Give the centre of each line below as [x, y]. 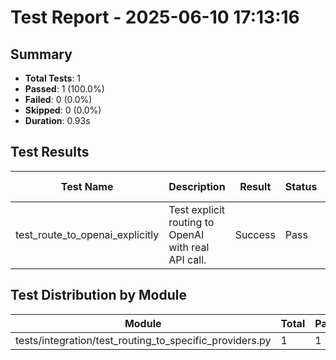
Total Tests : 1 [53, 78]
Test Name [87, 186]
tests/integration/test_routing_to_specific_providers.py [143, 340]
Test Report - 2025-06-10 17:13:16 [155, 17]
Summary [41, 54]
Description [197, 186]
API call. [187, 259]
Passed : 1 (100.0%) [64, 89]
